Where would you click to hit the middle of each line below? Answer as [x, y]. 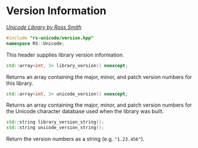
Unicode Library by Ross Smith [44, 27]
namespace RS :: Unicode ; [35, 43]
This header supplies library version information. [65, 55]
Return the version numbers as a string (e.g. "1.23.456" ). [75, 139]
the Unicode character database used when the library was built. [85, 111]
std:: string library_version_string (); [55, 122]
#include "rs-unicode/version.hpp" [50, 38]
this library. [20, 83]
